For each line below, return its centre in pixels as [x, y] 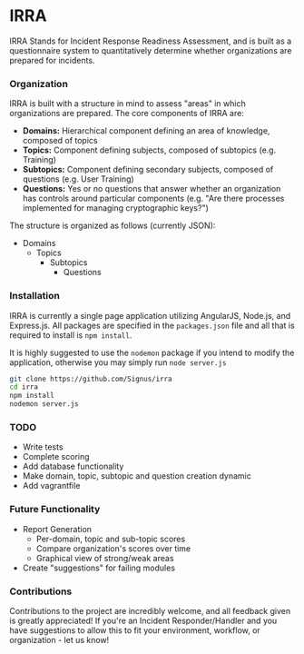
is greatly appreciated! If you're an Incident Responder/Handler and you [143, 620]
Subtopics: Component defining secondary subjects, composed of [148, 170]
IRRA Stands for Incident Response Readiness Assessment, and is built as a [151, 41]
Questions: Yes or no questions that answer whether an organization [152, 189]
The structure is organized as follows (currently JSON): [113, 226]
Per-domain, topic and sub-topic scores [111, 539]
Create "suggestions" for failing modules [98, 568]
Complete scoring [56, 457]
